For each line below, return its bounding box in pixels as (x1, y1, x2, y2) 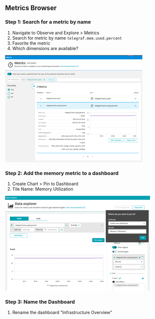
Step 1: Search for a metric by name (5, 19, 91, 25)
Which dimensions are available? (12, 45, 79, 51)
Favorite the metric (12, 40, 50, 46)
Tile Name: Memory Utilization (12, 186, 73, 192)
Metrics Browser (5, 4, 57, 12)
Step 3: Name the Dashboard (5, 298, 75, 305)
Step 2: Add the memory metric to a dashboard (5, 170, 119, 176)
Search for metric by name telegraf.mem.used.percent (12, 35, 122, 41)
